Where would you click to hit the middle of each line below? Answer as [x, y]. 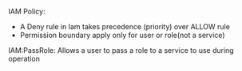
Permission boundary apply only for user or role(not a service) [122, 35]
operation [24, 59]
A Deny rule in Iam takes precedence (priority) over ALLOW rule [125, 26]
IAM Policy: [27, 11]
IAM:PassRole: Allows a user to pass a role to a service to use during [121, 50]
